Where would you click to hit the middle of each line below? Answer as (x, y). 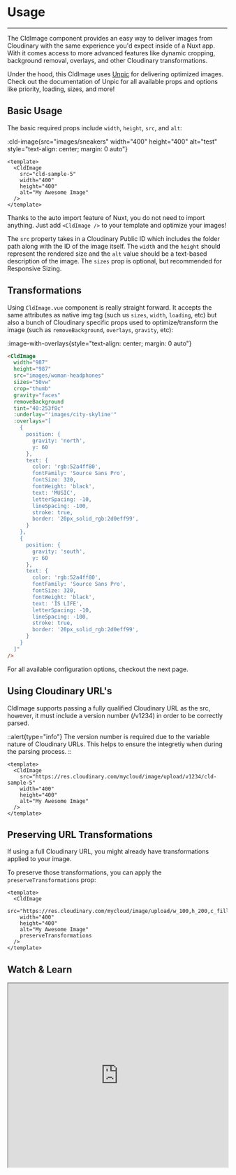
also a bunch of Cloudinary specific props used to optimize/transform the (113, 322)
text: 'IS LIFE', (57, 603)
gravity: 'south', (59, 551)
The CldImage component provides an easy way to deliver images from (110, 38)
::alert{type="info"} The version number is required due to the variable (109, 736)
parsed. (18, 723)
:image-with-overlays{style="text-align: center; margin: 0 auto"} (99, 343)
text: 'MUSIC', (54, 493)
